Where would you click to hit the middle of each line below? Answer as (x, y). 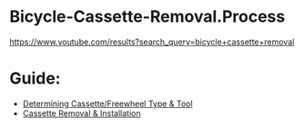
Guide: (35, 78)
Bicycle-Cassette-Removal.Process (147, 17)
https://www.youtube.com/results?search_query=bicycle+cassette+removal (152, 42)
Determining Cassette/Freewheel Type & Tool (107, 103)
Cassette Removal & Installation (81, 113)
